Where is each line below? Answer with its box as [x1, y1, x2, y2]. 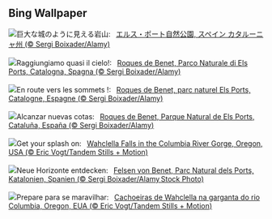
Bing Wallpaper [8, 6, 87, 20]
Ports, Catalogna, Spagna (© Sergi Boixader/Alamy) [8, 67, 181, 76]
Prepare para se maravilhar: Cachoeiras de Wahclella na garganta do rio [16, 192, 261, 202]
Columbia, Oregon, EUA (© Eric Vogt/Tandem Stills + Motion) [8, 200, 213, 210]
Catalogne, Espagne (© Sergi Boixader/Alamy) [8, 93, 164, 103]
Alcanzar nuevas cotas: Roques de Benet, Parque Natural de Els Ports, [16, 111, 255, 121]
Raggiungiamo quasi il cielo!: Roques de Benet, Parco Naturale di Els [16, 58, 249, 67]
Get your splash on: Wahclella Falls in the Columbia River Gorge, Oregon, [16, 138, 263, 148]
